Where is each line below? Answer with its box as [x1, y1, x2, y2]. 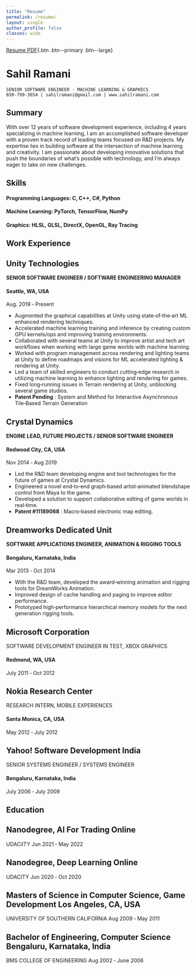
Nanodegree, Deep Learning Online [6, 858, 138, 868]
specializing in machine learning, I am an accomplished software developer [6, 130, 189, 137]
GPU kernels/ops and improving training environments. [14, 331, 148, 338]
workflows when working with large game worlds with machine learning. [14, 343, 191, 350]
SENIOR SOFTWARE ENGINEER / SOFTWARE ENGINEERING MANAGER [6, 274, 181, 282]
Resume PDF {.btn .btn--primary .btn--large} [6, 47, 113, 54]
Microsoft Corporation [6, 627, 90, 637]
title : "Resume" [6, 8, 46, 15]
